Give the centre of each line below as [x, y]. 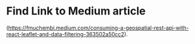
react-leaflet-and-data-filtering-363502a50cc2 [65, 34]
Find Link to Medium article [76, 11]
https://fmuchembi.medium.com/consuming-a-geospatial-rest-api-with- [98, 28]
